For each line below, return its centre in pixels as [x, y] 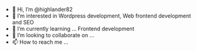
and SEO [23, 22]
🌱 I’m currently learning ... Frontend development [73, 29]
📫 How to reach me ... [40, 42]
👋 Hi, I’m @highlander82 [42, 9]
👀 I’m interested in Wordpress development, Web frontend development [102, 16]
